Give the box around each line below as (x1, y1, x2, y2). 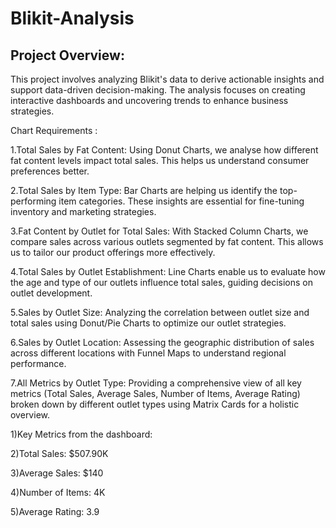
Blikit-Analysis (10, 7, 135, 30)
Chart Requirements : (10, 125, 98, 136)
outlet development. (10, 287, 93, 299)
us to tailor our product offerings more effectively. (10, 247, 216, 258)
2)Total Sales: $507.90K (10, 448, 109, 459)
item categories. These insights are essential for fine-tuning (58, 195, 305, 207)
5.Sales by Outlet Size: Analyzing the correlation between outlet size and (10, 307, 310, 318)
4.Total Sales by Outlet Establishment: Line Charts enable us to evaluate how (10, 266, 326, 277)
